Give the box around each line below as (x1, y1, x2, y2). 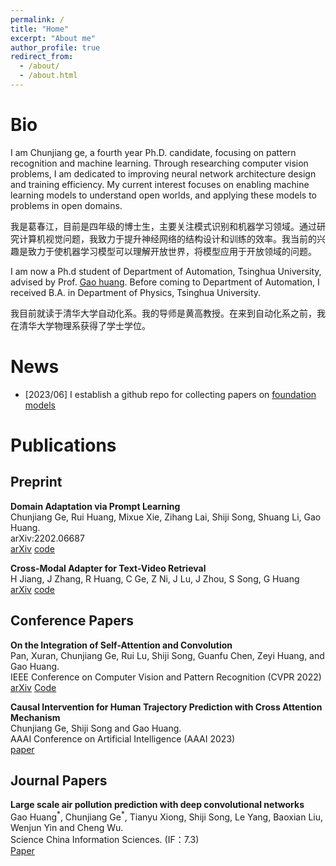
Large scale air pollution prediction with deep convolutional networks (10, 799, 305, 811)
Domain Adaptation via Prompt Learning (10, 500, 181, 512)
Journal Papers (10, 772, 108, 789)
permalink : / (10, 14, 65, 25)
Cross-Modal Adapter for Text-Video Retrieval (10, 562, 207, 574)
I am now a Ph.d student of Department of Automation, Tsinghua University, (10, 265, 322, 277)
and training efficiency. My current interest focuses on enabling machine (10, 178, 310, 190)
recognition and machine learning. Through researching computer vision (10, 157, 309, 169)
